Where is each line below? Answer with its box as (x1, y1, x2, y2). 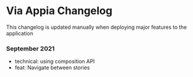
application (6, 29, 34, 36)
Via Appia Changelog (6, 4, 112, 18)
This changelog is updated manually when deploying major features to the (6, 24, 188, 31)
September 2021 (6, 44, 55, 52)
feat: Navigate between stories (14, 64, 90, 71)
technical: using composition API (14, 58, 95, 65)
